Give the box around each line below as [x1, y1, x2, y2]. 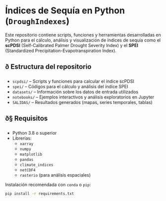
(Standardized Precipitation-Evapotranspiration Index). [5, 48, 116, 53]
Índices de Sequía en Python [5, 5, 125, 16]
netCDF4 [19, 167, 36, 173]
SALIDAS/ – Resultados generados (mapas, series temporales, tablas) [12, 99, 153, 105]
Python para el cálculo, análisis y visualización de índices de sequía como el [5, 37, 161, 43]
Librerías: [12, 135, 32, 141]
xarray [19, 141, 34, 146]
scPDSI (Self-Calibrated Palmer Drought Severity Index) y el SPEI [5, 42, 139, 48]
